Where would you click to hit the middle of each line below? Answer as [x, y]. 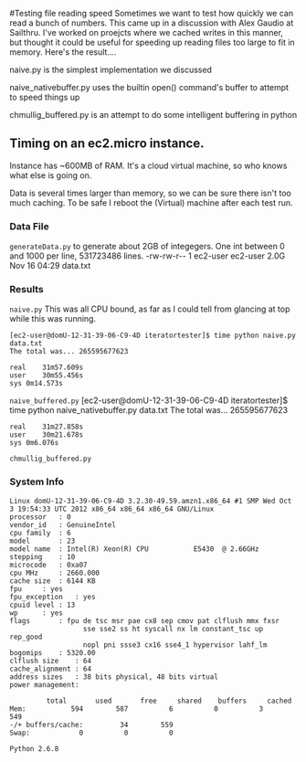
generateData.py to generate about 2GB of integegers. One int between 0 [147, 247]
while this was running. [53, 319]
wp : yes [37, 613]
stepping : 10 [42, 556]
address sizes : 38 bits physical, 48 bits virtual [114, 677]
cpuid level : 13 [42, 605]
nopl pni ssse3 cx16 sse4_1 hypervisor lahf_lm [175, 645]
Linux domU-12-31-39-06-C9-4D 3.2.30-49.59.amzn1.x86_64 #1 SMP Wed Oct [151, 501]
